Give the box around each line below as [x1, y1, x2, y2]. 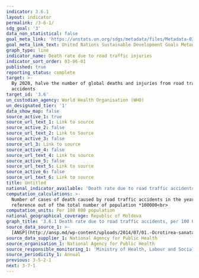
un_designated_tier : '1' [6, 102, 68, 109]
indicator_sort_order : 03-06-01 [6, 58, 86, 64]
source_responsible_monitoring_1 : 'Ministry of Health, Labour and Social [6, 246, 195, 252]
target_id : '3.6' [6, 91, 49, 97]
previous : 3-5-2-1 [6, 257, 52, 263]
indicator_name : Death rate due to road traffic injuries [6, 53, 152, 59]
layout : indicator [6, 14, 52, 20]
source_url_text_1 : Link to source [6, 119, 94, 125]
